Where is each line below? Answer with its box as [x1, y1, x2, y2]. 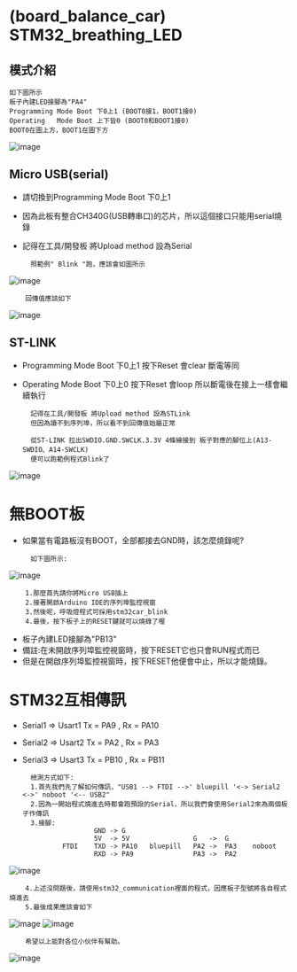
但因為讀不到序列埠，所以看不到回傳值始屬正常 [30, 418, 176, 427]
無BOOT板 [9, 503, 85, 524]
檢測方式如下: [30, 773, 74, 781]
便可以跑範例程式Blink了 [30, 455, 110, 463]
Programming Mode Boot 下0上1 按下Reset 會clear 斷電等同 [21, 360, 240, 370]
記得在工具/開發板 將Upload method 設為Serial [21, 240, 192, 251]
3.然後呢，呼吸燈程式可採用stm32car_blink [25, 607, 168, 617]
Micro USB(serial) [9, 167, 109, 183]
